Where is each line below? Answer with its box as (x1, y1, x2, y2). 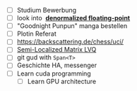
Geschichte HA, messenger (16, 61, 97, 69)
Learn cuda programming (16, 69, 91, 78)
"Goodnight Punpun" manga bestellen (16, 22, 128, 30)
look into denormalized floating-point (16, 14, 131, 22)
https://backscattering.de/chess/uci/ (16, 38, 124, 46)
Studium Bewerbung (16, 6, 77, 14)
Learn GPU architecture (27, 77, 97, 85)
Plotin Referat (16, 29, 57, 38)
